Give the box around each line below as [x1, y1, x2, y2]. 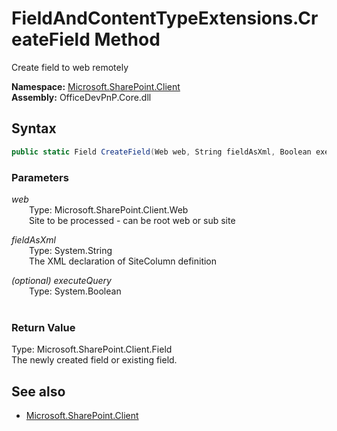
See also [11, 383, 66, 400]
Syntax [11, 120, 57, 137]
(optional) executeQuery [11, 274, 112, 286]
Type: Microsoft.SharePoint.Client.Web [29, 203, 189, 216]
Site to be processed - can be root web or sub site [29, 214, 236, 226]
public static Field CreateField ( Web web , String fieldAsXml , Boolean [11, 147, 312, 157]
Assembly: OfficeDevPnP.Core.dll [11, 91, 152, 103]
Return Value [11, 320, 76, 334]
